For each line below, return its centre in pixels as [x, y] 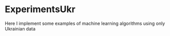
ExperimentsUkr [40, 9]
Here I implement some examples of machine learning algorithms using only [85, 23]
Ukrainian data [20, 28]
